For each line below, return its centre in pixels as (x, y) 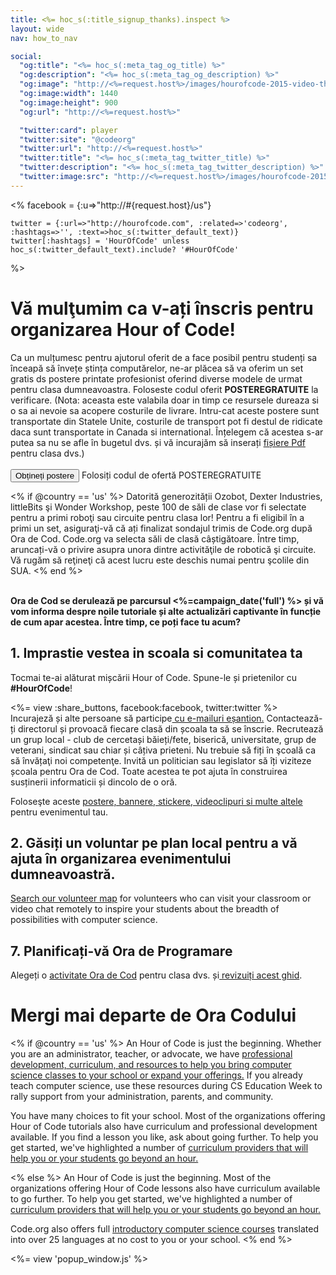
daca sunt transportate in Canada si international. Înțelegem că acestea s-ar (167, 432)
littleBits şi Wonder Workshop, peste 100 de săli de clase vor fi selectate (158, 507)
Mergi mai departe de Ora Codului (153, 1015)
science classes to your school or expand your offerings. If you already (156, 1075)
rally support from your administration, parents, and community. (142, 1097)
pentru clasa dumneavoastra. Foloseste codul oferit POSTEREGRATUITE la (164, 389)
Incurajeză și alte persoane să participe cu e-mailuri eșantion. (137, 718)
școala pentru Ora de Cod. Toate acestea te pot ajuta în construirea (149, 771)
